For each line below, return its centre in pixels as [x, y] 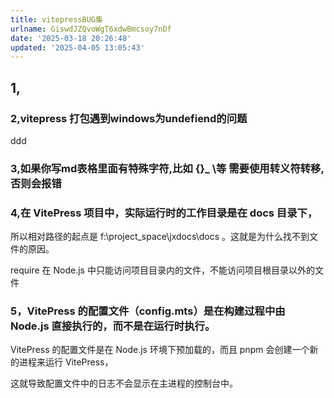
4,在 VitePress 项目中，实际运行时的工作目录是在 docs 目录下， [164, 213]
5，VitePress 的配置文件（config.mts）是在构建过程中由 [148, 311]
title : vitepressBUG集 [56, 19]
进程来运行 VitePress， [66, 362]
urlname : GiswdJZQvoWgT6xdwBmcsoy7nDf [91, 29]
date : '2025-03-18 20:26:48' [71, 38]
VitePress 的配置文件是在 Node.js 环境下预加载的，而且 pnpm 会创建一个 [160, 350]
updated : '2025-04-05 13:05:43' [77, 47]
